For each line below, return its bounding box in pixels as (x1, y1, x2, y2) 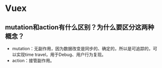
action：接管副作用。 (12, 58, 55, 63)
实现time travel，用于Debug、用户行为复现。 (16, 52, 106, 57)
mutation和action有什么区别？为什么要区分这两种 (5, 23, 154, 31)
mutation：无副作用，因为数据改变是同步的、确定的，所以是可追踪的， (12, 46, 153, 51)
